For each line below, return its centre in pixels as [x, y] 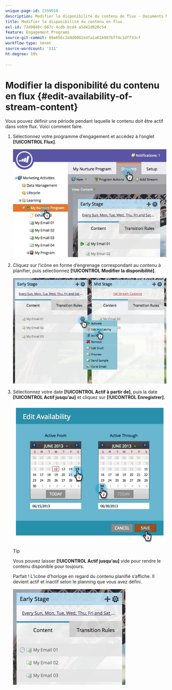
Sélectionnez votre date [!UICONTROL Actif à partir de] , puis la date [85, 392]
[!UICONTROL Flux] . [34, 142]
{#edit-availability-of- [85, 96]
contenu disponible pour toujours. [48, 566]
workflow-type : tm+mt [28, 43]
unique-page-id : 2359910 [32, 11]
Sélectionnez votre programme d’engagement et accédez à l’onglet [83, 137]
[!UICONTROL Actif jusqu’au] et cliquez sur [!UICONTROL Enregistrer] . [89, 397]
